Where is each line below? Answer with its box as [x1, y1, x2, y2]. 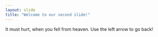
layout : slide [5, 7, 36, 13]
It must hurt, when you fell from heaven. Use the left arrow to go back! [5, 26, 153, 32]
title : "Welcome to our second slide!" [5, 12, 91, 17]
